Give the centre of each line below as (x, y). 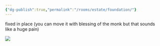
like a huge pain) (22, 29)
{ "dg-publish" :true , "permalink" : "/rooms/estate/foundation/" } (71, 10)
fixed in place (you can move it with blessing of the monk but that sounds (80, 24)
